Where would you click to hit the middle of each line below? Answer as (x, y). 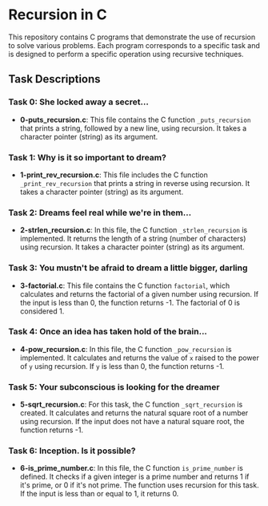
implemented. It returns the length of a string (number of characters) (133, 239)
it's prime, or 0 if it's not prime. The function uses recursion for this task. (139, 485)
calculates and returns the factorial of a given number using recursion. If (139, 293)
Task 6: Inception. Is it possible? (72, 451)
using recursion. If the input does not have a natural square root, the (132, 422)
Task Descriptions (55, 79)
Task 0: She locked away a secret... (79, 102)
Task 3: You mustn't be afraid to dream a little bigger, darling (128, 268)
